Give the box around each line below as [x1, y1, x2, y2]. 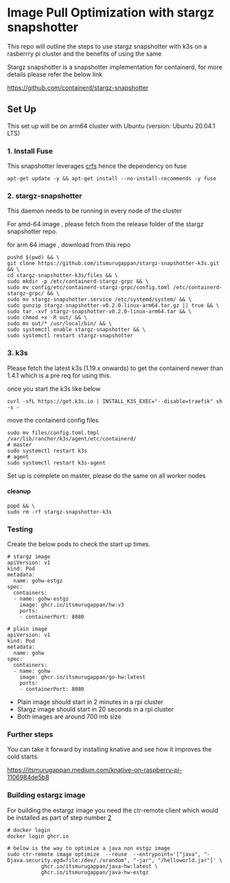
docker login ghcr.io [7, 833, 69, 840]
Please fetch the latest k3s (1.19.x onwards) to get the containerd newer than [7, 363, 223, 372]
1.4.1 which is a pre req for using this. [7, 371, 111, 379]
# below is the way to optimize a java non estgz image [7, 844, 170, 851]
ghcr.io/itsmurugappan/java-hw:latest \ [41, 862, 158, 870]
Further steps [7, 730, 54, 739]
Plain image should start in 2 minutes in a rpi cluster [16, 698, 163, 706]
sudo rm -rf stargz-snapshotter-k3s [7, 508, 112, 515]
